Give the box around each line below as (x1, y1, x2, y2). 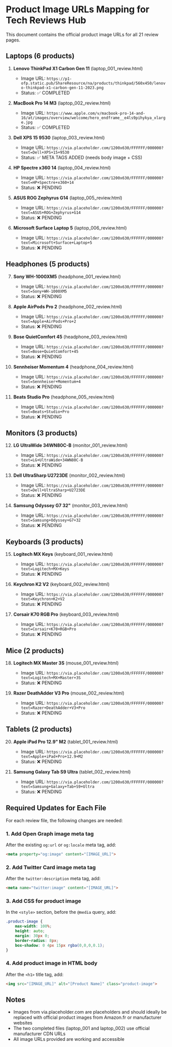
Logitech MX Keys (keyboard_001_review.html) (13, 551, 113, 557)
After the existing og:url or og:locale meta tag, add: (6, 842, 117, 848)
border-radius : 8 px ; (15, 938, 59, 943)
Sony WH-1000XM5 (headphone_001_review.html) (13, 273, 121, 280)
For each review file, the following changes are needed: (6, 817, 123, 823)
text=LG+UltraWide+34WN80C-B (20, 457, 83, 463)
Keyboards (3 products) (6, 537, 84, 546)
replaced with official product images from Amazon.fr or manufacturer (13, 1014, 162, 1020)
